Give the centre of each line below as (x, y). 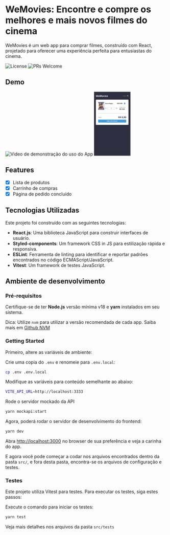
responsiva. (25, 249)
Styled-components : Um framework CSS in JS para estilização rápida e (89, 243)
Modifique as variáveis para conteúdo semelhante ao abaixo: (69, 382)
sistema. (14, 313)
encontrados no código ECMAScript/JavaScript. (63, 260)
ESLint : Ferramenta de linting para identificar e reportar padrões (80, 254)
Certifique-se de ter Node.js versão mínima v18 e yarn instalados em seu (82, 307)
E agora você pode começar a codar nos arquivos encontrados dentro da (82, 457)
